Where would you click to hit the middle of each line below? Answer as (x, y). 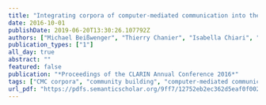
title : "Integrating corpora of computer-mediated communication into (127, 15)
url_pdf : (23, 89)
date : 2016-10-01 (37, 23)
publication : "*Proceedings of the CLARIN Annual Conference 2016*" (123, 74)
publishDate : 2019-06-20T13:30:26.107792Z (79, 30)
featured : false (35, 67)
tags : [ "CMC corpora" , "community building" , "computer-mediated (118, 81)
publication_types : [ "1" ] (51, 45)
